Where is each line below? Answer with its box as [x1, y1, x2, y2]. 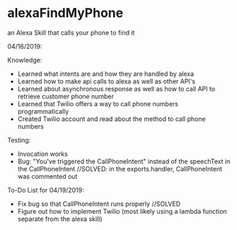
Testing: [7, 136, 31, 144]
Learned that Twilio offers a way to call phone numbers [17, 99, 179, 108]
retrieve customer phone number [17, 92, 115, 100]
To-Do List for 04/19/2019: [7, 185, 84, 194]
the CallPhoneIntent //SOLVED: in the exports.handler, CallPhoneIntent [17, 164, 223, 173]
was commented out [17, 172, 78, 180]
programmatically [17, 107, 69, 115]
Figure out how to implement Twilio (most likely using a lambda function [17, 207, 228, 215]
